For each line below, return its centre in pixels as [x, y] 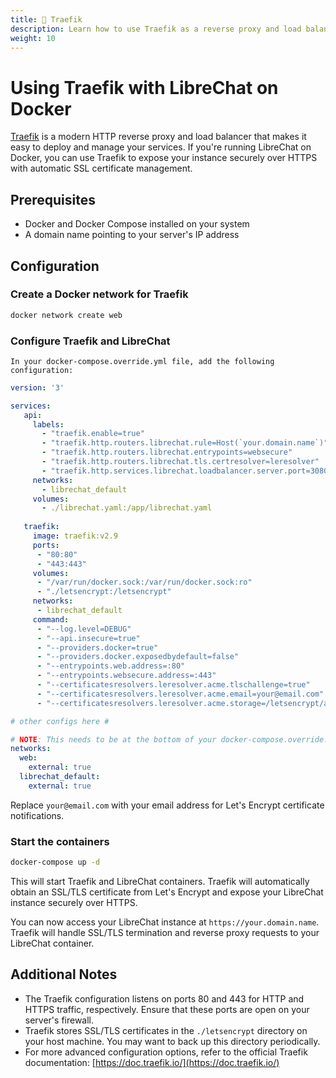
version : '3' [37, 387]
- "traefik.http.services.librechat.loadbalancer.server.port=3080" [187, 471]
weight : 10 [33, 38]
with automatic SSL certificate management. [101, 168]
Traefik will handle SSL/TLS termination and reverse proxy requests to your [165, 933]
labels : [48, 424]
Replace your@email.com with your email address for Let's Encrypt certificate [167, 805]
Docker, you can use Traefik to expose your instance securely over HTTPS [164, 158]
